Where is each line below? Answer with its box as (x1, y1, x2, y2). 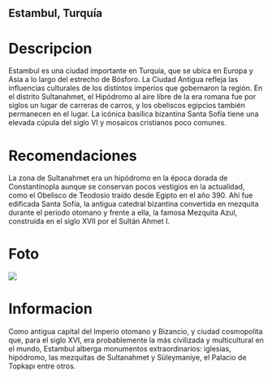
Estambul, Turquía (8, 7, 103, 20)
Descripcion (8, 39, 93, 58)
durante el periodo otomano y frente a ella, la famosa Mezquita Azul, (8, 207, 238, 218)
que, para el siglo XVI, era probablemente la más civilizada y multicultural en (8, 335, 264, 345)
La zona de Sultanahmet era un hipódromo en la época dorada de (8, 173, 228, 183)
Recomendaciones (8, 146, 137, 165)
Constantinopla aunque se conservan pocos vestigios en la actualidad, (8, 182, 245, 192)
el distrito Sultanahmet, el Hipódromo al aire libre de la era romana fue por (8, 92, 257, 102)
